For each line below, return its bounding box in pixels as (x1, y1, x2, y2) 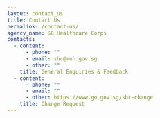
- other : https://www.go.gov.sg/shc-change (25, 94, 154, 101)
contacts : (7, 36, 36, 43)
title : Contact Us (7, 17, 60, 24)
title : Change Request (19, 101, 85, 108)
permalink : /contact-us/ (7, 23, 79, 30)
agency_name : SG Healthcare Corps (7, 29, 107, 37)
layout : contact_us (7, 10, 64, 17)
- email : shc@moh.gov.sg (25, 56, 98, 62)
